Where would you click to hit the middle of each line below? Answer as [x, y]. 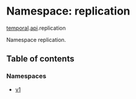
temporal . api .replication [36, 28]
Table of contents [40, 59]
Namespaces [27, 76]
